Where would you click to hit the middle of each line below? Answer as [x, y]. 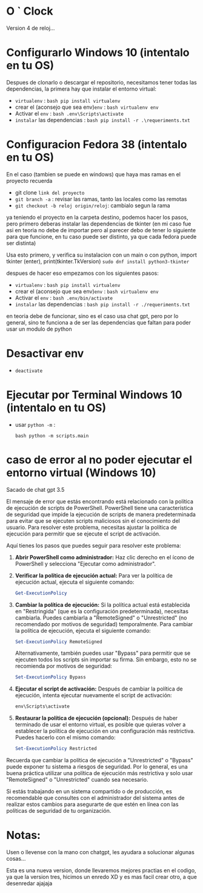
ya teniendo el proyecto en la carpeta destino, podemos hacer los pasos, [97, 217]
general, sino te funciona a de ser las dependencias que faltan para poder [99, 322]
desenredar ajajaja [29, 883]
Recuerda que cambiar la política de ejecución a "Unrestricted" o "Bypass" [100, 760]
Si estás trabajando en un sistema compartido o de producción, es [89, 791]
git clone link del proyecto [50, 192]
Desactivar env [45, 353]
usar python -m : [35, 424]
